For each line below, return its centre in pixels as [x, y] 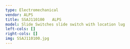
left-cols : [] [21, 29]
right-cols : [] [22, 34]
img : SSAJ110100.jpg [27, 39]
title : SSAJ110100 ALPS [33, 19]
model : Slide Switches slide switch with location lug [65, 24]
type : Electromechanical [32, 10]
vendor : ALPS [19, 15]
